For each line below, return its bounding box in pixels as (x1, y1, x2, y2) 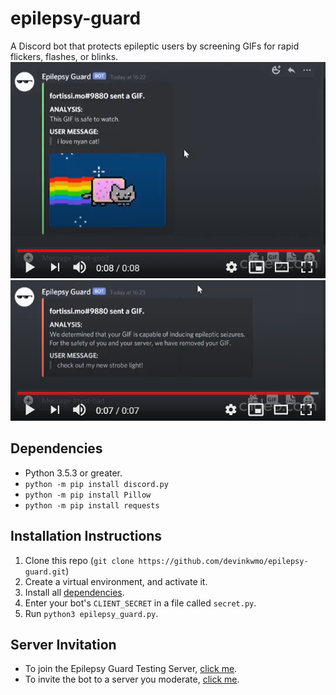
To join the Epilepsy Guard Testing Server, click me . (24, 663, 238, 675)
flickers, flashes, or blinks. (10, 50, 119, 62)
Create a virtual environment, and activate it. (24, 575, 208, 587)
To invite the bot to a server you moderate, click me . (24, 673, 240, 686)
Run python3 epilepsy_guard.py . (24, 607, 159, 619)
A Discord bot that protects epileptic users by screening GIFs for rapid (10, 40, 300, 52)
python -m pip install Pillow (24, 490, 152, 500)
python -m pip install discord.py (24, 479, 169, 489)
